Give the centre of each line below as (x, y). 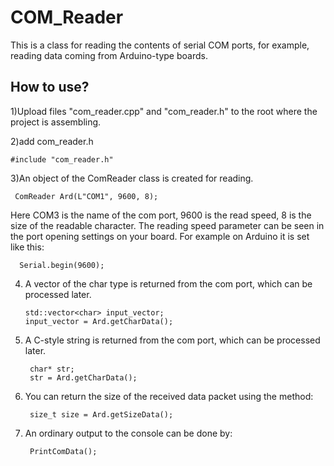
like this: (27, 247)
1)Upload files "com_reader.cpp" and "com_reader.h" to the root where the (164, 111)
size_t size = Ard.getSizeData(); (101, 414)
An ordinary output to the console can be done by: (128, 433)
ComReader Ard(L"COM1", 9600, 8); (86, 196)
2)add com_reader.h (52, 141)
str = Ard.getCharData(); (83, 377)
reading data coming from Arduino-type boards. (109, 55)
